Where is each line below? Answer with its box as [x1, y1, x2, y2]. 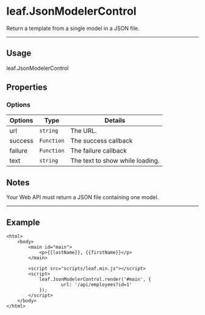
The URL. [70, 127, 97, 135]
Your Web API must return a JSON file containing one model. [6, 194, 159, 201]
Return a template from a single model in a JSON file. [6, 25, 140, 32]
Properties [6, 82, 48, 93]
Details [104, 116, 126, 125]
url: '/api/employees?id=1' [60, 282, 132, 288]
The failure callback [70, 146, 127, 155]
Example [6, 217, 40, 227]
